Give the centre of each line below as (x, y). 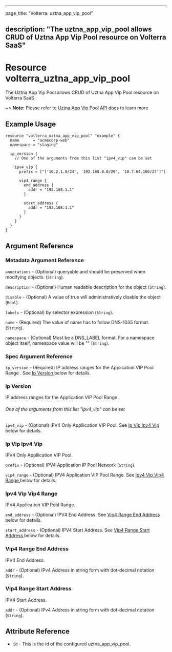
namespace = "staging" (34, 145)
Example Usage (31, 124)
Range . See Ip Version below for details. (48, 373)
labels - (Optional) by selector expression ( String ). (59, 312)
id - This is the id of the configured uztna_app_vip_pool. (72, 644)
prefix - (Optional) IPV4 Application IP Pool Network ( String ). (70, 465)
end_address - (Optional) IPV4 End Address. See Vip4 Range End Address (83, 515)
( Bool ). (12, 302)
